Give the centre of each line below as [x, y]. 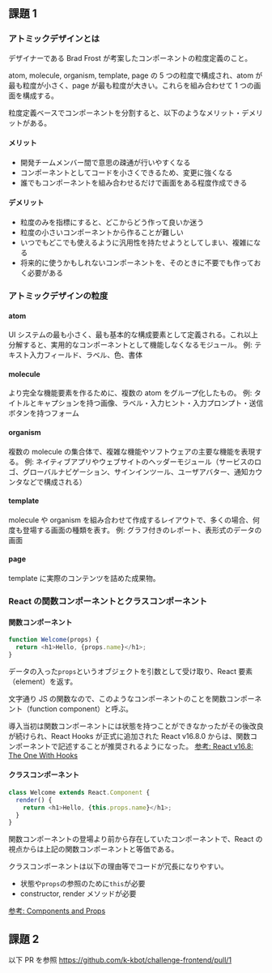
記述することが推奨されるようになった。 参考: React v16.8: [155, 746]
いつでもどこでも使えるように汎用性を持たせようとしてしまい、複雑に [137, 243]
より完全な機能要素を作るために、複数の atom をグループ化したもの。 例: [130, 393]
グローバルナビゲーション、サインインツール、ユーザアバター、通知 [135, 472]
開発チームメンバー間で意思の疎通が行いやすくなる [105, 162]
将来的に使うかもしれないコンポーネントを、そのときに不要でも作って [137, 263]
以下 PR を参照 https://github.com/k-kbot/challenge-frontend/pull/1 [120, 960]
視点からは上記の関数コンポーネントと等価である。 [93, 849]
